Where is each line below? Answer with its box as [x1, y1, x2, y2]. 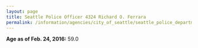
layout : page [6, 8, 38, 15]
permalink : [6, 19, 33, 25]
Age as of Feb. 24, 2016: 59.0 [6, 36, 79, 43]
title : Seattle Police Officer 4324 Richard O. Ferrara [6, 14, 146, 20]
